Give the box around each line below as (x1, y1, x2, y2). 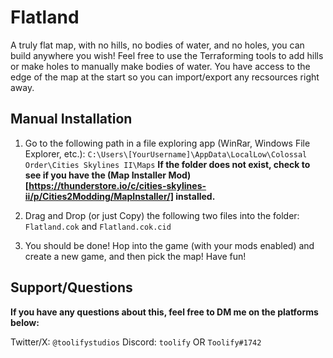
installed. (175, 190, 216, 202)
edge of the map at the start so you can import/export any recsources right (10, 71, 320, 83)
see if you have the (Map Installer (24, 169, 167, 181)
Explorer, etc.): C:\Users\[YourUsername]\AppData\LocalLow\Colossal (24, 147, 308, 160)
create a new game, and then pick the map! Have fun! (24, 250, 247, 262)
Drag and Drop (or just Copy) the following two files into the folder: (24, 209, 300, 221)
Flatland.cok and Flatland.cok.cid (24, 220, 172, 232)
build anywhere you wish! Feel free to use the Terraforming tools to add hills (10, 49, 324, 61)
